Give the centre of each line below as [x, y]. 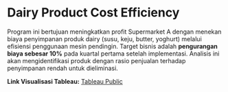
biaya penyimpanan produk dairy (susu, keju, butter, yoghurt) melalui [105, 38]
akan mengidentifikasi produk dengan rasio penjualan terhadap [96, 60]
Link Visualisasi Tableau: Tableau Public [65, 81]
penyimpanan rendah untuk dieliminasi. [62, 68]
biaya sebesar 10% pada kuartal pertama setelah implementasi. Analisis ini [113, 54]
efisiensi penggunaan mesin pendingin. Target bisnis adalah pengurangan [112, 46]
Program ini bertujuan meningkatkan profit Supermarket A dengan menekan [114, 32]
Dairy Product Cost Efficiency [93, 13]
